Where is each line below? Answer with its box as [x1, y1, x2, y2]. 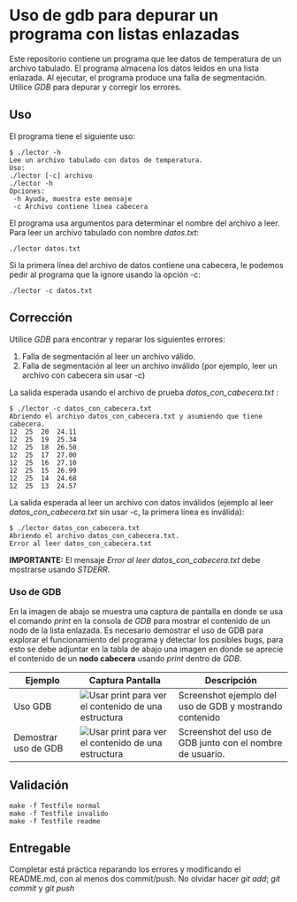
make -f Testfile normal [9, 801, 101, 810]
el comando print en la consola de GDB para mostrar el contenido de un [9, 615, 271, 626]
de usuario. [178, 747, 225, 759]
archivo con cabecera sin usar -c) [21, 369, 146, 381]
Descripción [204, 674, 258, 686]
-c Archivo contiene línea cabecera [12, 202, 148, 211]
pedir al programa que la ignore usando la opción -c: [9, 269, 202, 280]
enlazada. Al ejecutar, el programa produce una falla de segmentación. [9, 72, 267, 82]
